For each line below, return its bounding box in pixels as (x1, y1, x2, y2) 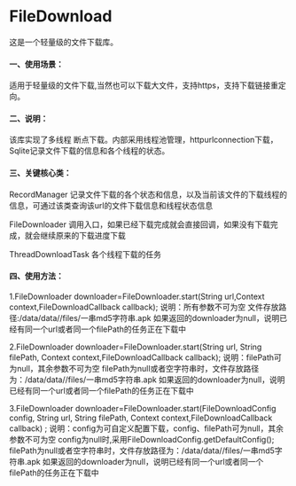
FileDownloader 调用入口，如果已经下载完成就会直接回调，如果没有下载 (9, 219, 270, 230)
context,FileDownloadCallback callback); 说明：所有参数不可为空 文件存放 (9, 302, 279, 312)
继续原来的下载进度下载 (39, 230, 126, 240)
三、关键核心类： (9, 167, 72, 178)
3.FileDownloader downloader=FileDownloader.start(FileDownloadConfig (9, 403, 277, 413)
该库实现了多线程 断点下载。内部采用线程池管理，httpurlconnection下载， (9, 135, 278, 145)
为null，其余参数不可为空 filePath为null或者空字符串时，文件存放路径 (9, 363, 260, 373)
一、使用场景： (9, 59, 64, 69)
